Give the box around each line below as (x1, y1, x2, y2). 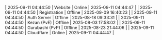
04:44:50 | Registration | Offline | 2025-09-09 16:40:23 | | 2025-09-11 (16, 10, 158, 15)
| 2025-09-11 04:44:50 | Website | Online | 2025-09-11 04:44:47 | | (5, 5, 139, 10)
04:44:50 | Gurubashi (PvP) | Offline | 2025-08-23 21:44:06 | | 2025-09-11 (5, 25, 154, 30)
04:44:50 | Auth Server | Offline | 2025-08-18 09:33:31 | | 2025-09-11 (5, 15, 145, 20)
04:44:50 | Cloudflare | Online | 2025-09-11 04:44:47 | (5, 30, 114, 35)
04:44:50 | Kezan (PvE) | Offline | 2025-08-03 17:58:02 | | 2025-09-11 (5, 20, 146, 25)
